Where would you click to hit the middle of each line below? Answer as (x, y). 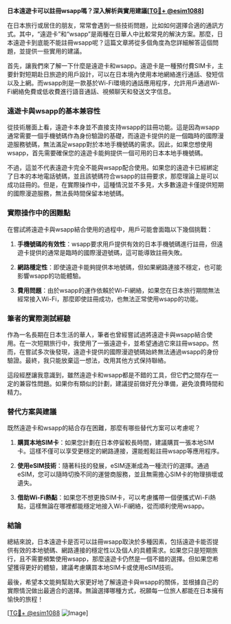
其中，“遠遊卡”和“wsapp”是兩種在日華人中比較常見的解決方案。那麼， (118, 34)
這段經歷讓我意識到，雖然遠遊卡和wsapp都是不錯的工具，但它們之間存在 (110, 375)
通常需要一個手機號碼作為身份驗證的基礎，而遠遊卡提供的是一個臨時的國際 (112, 136)
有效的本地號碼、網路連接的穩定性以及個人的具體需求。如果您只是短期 (112, 550)
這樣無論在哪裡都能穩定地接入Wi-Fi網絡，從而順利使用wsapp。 (119, 506)
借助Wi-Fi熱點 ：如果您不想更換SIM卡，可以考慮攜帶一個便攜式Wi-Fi (113, 498)
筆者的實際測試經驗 (39, 318)
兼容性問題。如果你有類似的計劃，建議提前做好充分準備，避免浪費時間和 (121, 383)
